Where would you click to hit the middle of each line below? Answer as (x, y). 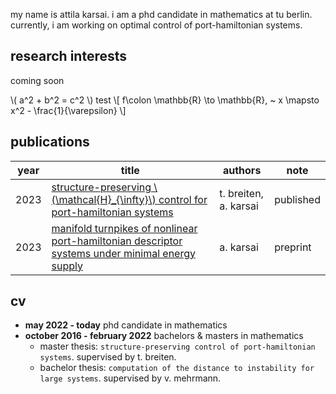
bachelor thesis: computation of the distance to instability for (177, 368)
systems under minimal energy (123, 253)
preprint (293, 247)
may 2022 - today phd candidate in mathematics (126, 325)
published (297, 199)
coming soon (37, 80)
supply (67, 266)
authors (242, 170)
